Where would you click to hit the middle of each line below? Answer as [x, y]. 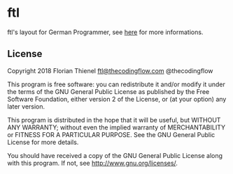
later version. [26, 106]
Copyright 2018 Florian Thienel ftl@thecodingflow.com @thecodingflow [110, 70]
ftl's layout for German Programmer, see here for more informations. [105, 32]
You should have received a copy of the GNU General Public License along [115, 155]
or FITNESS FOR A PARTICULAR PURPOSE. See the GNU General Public [111, 134]
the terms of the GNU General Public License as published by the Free [108, 91]
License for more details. [43, 142]
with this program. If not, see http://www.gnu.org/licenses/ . [93, 163]
